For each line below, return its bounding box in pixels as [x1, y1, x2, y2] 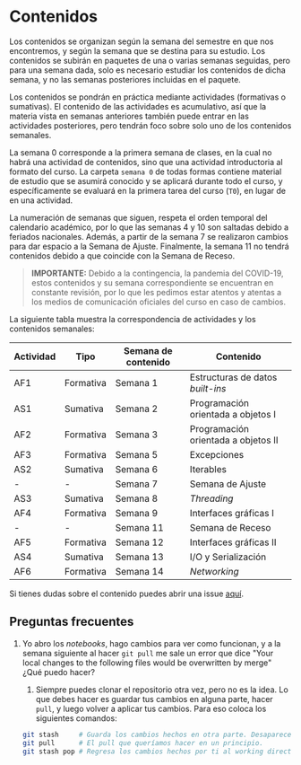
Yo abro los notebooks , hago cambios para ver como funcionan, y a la [21, 637, 281, 648]
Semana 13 [115, 550, 164, 563]
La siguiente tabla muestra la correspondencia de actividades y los [9, 313, 257, 324]
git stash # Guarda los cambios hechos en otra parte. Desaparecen [21, 730, 296, 739]
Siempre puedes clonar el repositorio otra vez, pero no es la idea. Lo [35, 684, 288, 695]
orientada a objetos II [189, 434, 279, 446]
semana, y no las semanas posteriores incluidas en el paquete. [9, 74, 242, 84]
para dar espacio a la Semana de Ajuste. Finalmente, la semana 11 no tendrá [9, 241, 289, 251]
